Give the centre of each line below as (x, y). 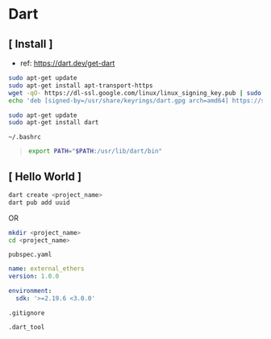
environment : (30, 291)
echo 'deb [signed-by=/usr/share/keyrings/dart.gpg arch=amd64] (119, 100)
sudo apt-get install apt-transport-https (81, 86)
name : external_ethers (46, 269)
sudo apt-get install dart (54, 123)
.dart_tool (27, 327)
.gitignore (27, 313)
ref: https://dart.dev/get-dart (67, 63)
